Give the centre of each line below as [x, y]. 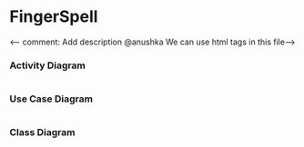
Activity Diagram [48, 65]
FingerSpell [54, 17]
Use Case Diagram [51, 99]
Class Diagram [42, 132]
